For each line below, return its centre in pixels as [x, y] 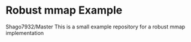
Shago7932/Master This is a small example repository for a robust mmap [95, 27]
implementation [25, 33]
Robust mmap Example [64, 10]
